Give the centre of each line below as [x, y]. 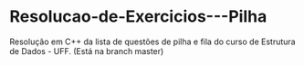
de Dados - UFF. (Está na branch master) [87, 51]
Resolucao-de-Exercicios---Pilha [138, 17]
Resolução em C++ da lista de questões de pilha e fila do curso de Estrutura [152, 42]
